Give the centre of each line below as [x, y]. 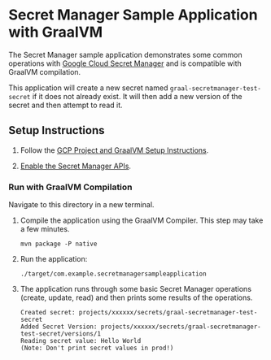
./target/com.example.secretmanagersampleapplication [113, 274]
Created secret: [48, 313]
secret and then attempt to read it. [66, 105]
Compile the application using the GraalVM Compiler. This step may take [142, 220]
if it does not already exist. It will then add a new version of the [137, 96]
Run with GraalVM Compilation [70, 187]
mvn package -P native [59, 244]
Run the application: [54, 259]
